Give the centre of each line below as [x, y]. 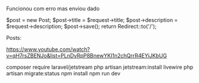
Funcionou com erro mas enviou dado [53, 9]
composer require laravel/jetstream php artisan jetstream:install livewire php [100, 67]
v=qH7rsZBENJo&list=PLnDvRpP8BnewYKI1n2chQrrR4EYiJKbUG [87, 55]
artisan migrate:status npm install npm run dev [63, 73]
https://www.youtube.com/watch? [48, 49]
